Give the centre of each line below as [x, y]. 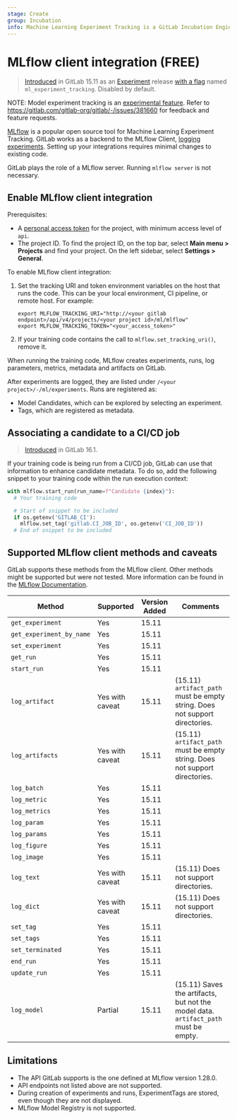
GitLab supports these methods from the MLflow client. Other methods [110, 569]
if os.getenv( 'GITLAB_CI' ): [55, 517]
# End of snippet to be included [63, 530]
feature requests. [32, 118]
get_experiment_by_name [51, 634]
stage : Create [28, 14]
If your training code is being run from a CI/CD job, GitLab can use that [110, 463]
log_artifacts [35, 755]
